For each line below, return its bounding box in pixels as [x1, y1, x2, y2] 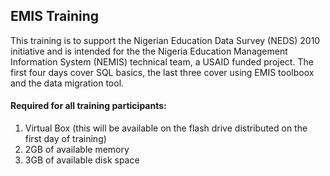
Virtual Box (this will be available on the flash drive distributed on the [24, 122, 308, 134]
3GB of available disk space [24, 154, 140, 166]
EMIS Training [10, 8, 100, 25]
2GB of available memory [24, 144, 130, 156]
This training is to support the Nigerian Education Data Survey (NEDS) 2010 [10, 34, 321, 46]
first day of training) [24, 133, 107, 145]
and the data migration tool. [10, 77, 125, 89]
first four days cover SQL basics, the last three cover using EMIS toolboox [10, 66, 315, 78]
